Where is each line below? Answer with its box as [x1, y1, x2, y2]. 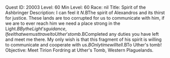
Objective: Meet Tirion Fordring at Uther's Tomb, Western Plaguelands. [5, 47, 154, 53]
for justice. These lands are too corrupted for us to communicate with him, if [5, 15, 165, 21]
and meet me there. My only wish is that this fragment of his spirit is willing [5, 36, 162, 42]
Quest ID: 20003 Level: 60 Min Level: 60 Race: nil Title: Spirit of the [5, 5, 146, 10]
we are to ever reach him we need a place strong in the [5, 20, 121, 26]
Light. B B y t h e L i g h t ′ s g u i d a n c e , [5, 26, 67, 32]
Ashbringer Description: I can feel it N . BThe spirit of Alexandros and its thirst [5, 10, 165, 16]
